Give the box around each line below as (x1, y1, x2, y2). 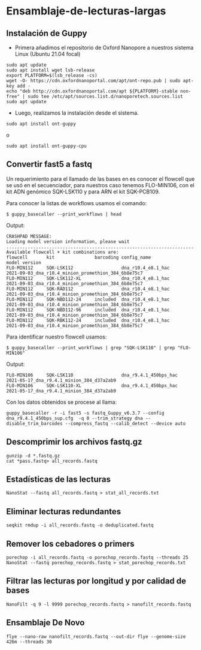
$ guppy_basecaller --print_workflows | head (6, 211, 121, 217)
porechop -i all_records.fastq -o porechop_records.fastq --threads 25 (6, 555, 188, 561)
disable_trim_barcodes (6, 420, 63, 427)
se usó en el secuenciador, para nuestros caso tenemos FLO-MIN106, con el (6, 181, 194, 188)
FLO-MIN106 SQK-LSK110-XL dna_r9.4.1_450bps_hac (6, 382, 178, 388)
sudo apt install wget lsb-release (6, 67, 95, 73)
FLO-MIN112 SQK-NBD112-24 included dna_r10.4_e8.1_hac (6, 296, 170, 302)
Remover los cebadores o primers (6, 538, 135, 549)
